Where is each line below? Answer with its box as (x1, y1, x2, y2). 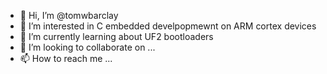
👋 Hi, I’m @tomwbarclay (19, 10, 119, 21)
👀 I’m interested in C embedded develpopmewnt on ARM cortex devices (19, 20, 317, 32)
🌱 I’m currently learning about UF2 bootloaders (19, 31, 214, 42)
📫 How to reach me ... (19, 53, 113, 64)
